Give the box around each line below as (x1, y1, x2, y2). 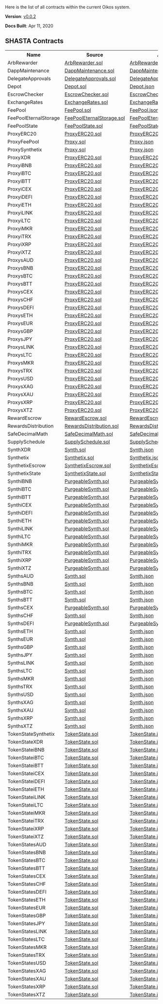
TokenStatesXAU (7, 975, 46, 982)
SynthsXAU (7, 707, 34, 713)
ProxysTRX (7, 367, 33, 374)
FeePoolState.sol (65, 122, 103, 129)
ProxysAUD (7, 257, 34, 263)
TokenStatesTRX (7, 952, 45, 958)
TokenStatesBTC (7, 857, 46, 864)
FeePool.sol (65, 106, 91, 113)
